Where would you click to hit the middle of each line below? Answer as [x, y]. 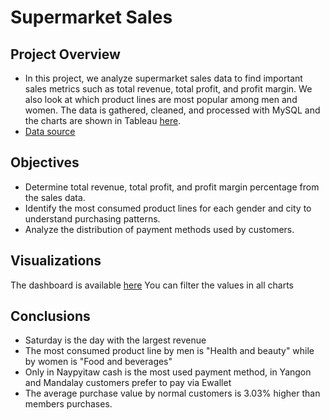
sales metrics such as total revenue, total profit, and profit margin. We [168, 89]
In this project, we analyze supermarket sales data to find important [163, 78]
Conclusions [50, 316]
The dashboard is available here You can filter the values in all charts [152, 285]
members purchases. [68, 404]
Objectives [45, 162]
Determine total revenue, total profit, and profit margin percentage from [172, 187]
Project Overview [65, 54]
